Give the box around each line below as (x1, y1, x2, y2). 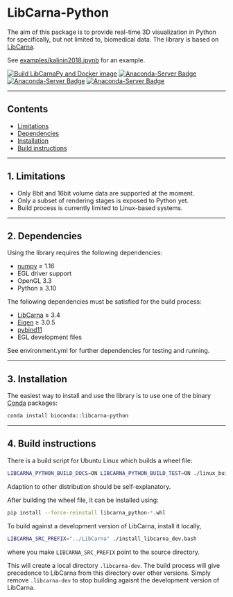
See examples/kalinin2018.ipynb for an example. (7, 55, 146, 64)
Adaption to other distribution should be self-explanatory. (7, 482, 171, 490)
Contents (7, 103, 49, 115)
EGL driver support (17, 269, 72, 278)
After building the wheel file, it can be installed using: (7, 496, 159, 504)
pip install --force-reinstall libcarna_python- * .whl (7, 509, 166, 516)
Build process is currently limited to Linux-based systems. (17, 203, 183, 212)
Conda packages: (7, 399, 58, 407)
